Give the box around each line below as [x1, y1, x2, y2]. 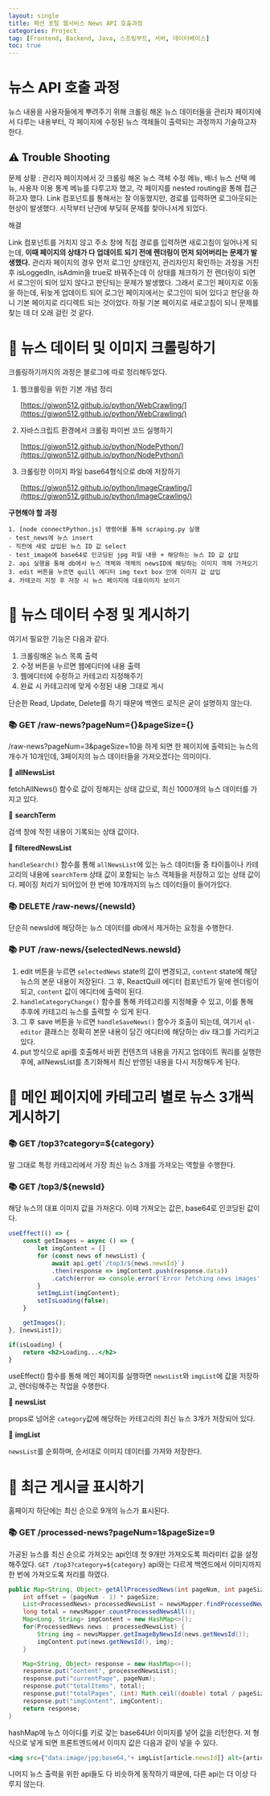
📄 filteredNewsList [8, 843, 72, 853]
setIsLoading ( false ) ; [37, 1297, 110, 1305]
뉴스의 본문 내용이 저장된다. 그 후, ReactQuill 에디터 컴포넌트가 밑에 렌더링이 [19, 976, 260, 986]
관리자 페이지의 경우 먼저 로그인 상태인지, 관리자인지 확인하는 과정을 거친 [31, 257, 260, 267]
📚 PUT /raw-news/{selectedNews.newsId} [8, 944, 182, 955]
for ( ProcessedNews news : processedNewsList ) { [22, 1623, 185, 1631]
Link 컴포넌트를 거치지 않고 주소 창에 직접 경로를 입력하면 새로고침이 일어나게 [8, 237, 249, 247]
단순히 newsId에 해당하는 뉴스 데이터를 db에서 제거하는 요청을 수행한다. [8, 923, 234, 933]
